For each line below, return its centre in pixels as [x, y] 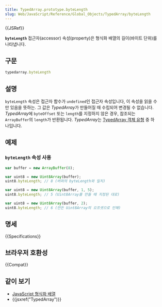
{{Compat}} [16, 265]
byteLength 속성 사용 [28, 158]
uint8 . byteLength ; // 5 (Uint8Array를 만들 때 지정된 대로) [62, 195]
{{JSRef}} [15, 28]
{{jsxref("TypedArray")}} [37, 299]
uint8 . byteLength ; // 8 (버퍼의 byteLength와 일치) [55, 181]
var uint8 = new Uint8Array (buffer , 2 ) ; [47, 203]
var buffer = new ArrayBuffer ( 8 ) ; [40, 168]
